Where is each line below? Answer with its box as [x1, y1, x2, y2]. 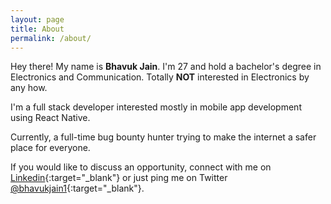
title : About [10, 24, 65, 34]
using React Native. [10, 112, 91, 124]
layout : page [10, 14, 65, 25]
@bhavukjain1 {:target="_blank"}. [10, 182, 145, 195]
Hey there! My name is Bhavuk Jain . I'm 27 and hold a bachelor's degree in [10, 61, 322, 73]
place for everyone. [10, 142, 91, 154]
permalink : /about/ [10, 33, 92, 43]
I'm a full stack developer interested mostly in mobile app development [10, 101, 302, 113]
